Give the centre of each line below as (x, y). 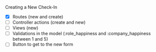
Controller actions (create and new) (49, 22)
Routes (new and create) (38, 17)
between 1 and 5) (30, 39)
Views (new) (25, 28)
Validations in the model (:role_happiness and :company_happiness (81, 34)
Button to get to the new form (43, 45)
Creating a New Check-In (31, 7)
